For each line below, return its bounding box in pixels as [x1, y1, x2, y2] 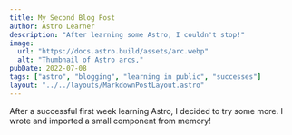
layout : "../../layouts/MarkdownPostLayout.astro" [9, 81, 205, 90]
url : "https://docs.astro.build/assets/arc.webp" [17, 47, 209, 56]
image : [9, 38, 34, 48]
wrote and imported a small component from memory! [9, 115, 211, 126]
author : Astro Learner [9, 22, 95, 31]
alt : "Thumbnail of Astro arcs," [17, 55, 144, 64]
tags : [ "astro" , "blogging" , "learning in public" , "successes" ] [9, 72, 262, 82]
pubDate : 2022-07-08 [9, 64, 88, 73]
